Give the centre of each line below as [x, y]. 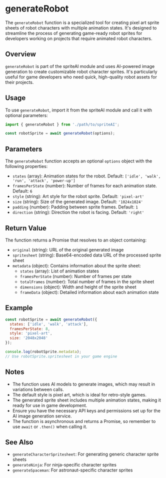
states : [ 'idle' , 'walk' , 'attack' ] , [49, 324]
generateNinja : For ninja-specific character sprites [64, 465]
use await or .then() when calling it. [50, 426]
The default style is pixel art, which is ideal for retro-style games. [79, 394]
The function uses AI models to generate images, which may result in [84, 384]
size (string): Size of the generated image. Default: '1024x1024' [78, 202]
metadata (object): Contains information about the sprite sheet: [77, 265]
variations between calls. [38, 389]
